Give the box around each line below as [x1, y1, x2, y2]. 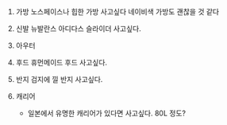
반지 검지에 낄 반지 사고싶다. [15, 75, 103, 84]
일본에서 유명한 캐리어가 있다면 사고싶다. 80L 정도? [27, 108, 187, 118]
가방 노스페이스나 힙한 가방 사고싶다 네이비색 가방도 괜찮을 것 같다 [15, 7, 220, 16]
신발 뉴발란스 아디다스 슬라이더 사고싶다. [15, 24, 141, 33]
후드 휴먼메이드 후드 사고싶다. [15, 58, 108, 67]
